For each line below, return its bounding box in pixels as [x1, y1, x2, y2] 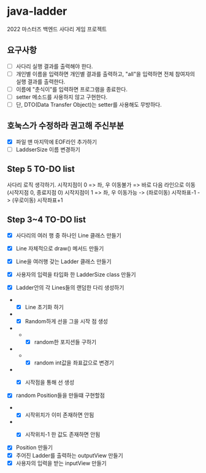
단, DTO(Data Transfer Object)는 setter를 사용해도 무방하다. [15, 101, 162, 108]
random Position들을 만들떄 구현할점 [15, 391, 105, 399]
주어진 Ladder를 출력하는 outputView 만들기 [15, 452, 123, 459]
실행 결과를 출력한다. [15, 78, 66, 85]
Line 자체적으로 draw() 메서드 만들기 [15, 244, 104, 252]
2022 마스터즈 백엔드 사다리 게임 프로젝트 [7, 25, 107, 33]
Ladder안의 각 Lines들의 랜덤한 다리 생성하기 [15, 283, 124, 291]
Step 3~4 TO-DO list [7, 215, 86, 225]
